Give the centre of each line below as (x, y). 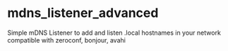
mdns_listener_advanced (83, 13)
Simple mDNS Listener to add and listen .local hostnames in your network (114, 33)
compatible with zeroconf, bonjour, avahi (66, 40)
